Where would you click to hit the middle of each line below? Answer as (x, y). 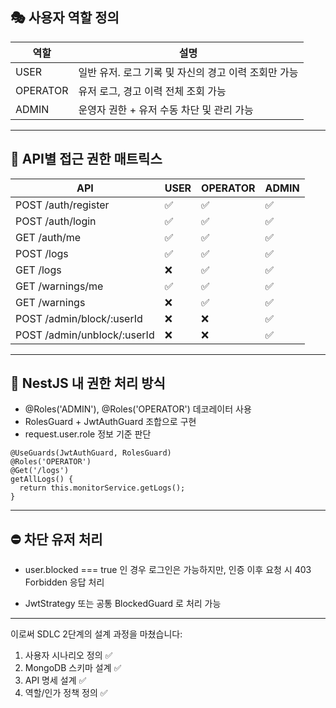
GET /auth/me (48, 237)
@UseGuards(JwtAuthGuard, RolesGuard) (91, 453)
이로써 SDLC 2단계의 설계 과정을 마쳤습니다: (96, 634)
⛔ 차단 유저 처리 (56, 539)
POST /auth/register (62, 205)
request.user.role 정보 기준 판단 (88, 434)
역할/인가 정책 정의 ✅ (66, 693)
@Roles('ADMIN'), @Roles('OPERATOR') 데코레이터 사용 (138, 409)
